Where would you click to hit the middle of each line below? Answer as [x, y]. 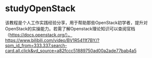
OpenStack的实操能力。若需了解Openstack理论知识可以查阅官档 [70, 29]
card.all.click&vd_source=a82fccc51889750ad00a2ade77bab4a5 [71, 50]
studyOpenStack [40, 9]
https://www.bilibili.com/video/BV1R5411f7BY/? [52, 40]
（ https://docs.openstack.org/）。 [39, 35]
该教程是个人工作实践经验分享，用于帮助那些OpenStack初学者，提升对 [76, 22]
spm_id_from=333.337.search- [36, 45]
